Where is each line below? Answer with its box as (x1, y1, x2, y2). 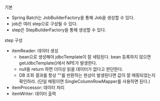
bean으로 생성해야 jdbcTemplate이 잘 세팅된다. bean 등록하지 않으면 (19, 54, 151, 60)
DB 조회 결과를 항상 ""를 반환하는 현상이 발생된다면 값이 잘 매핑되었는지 (19, 73, 156, 78)
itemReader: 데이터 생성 (11, 48, 59, 53)
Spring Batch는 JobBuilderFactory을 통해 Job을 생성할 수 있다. (11, 15, 135, 21)
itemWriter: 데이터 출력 (11, 91, 56, 97)
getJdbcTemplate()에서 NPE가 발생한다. (19, 60, 97, 66)
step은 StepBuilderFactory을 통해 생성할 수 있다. (11, 27, 106, 33)
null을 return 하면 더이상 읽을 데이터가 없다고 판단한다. (19, 66, 123, 72)
